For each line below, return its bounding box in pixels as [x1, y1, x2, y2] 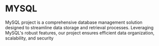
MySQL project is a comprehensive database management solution [5, 19, 143, 25]
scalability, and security [5, 35, 54, 41]
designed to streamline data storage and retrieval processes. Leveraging [5, 24, 154, 30]
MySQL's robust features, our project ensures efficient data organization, [5, 30, 155, 36]
